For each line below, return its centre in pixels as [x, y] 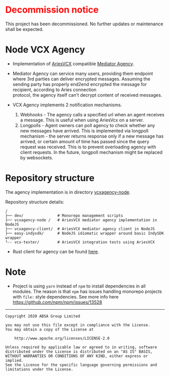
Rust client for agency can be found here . [56, 252]
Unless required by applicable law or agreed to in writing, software [81, 347]
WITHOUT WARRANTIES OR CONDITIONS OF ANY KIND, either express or [77, 356]
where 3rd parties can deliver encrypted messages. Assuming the [81, 79]
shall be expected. [25, 29]
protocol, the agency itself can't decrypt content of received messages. [87, 95]
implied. [14, 360]
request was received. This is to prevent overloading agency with [88, 147]
